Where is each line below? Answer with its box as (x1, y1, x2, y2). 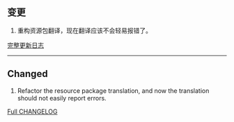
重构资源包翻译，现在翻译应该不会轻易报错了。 (17, 26, 152, 35)
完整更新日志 (7, 41, 44, 49)
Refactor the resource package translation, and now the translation (17, 86, 210, 95)
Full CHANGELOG (7, 107, 58, 116)
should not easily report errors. (17, 94, 107, 102)
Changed (7, 68, 48, 80)
